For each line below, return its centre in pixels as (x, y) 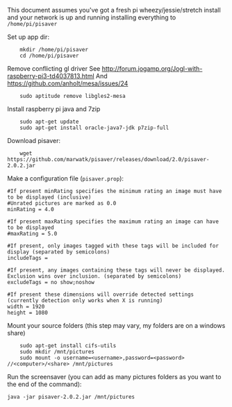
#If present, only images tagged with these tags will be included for (113, 246)
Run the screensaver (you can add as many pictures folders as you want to (114, 377)
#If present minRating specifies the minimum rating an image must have (115, 191)
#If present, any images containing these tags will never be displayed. (116, 270)
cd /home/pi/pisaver (49, 56)
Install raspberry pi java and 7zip (54, 109)
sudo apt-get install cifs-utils (68, 346)
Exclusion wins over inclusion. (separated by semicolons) (94, 276)
